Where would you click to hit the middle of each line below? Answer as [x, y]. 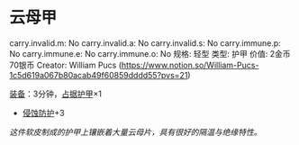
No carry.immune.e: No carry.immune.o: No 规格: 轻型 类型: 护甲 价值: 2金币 [150, 53]
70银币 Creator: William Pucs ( [66, 65]
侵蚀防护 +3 [43, 113]
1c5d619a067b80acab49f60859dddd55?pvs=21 [99, 75]
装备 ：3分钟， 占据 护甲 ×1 [55, 94]
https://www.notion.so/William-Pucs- [190, 65]
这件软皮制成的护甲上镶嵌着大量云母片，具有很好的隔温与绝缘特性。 [136, 131]
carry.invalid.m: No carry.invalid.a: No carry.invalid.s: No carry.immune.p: [145, 43]
